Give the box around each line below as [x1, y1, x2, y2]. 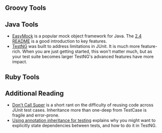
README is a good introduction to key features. [12, 38, 107, 44]
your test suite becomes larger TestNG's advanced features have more [12, 54, 154, 59]
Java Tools [5, 20, 39, 29]
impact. [12, 59, 28, 65]
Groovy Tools [5, 4, 46, 12]
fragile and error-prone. [12, 112, 60, 118]
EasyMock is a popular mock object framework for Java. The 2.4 [12, 33, 142, 39]
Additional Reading [5, 89, 64, 97]
